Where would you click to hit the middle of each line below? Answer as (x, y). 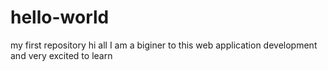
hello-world (60, 17)
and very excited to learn (61, 55)
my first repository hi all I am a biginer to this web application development (164, 45)
